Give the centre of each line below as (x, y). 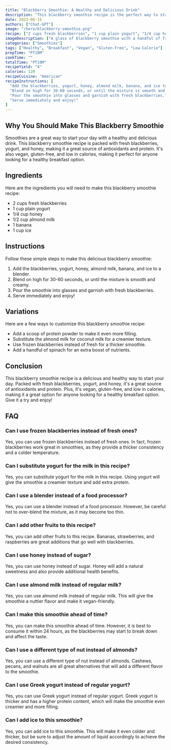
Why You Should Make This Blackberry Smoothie (85, 126)
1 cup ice (22, 230)
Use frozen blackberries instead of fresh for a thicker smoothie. (79, 344)
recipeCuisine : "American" (34, 77)
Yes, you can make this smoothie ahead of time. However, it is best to (78, 626)
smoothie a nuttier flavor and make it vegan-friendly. (60, 601)
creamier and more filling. (32, 707)
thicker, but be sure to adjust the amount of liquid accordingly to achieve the (85, 736)
